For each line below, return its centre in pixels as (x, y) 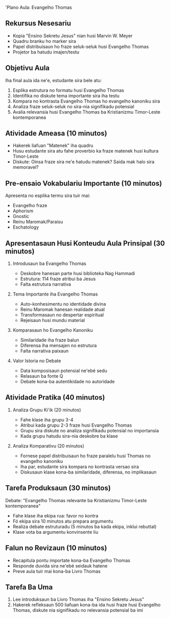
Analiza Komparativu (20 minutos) (48, 446)
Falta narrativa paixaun (44, 351)
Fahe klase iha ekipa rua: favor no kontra (55, 515)
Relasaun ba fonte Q (42, 376)
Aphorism (23, 211)
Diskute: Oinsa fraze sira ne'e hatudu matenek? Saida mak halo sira (83, 162)
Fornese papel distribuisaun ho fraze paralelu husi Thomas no (85, 456)
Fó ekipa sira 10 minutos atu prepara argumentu (63, 521)
